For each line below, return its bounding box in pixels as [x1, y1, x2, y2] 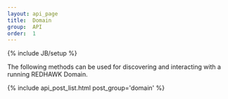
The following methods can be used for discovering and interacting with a [7, 62, 222, 71]
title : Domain [7, 17, 52, 24]
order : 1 [7, 29, 37, 37]
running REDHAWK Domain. [7, 70, 88, 79]
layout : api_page [7, 10, 58, 18]
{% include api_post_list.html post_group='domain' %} [7, 84, 165, 92]
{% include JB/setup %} [7, 49, 77, 58]
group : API [7, 23, 42, 30]
